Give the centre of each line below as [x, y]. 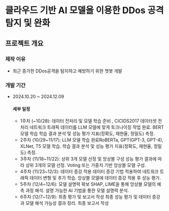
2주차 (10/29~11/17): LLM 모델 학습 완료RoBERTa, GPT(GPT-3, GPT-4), [92, 140]
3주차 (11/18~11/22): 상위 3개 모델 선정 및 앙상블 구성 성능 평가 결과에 [88, 159]
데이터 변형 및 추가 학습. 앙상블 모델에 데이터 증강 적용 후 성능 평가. [95, 178]
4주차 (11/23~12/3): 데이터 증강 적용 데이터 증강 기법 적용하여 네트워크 [89, 172]
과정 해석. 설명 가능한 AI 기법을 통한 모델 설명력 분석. [77, 191]
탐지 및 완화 [28, 23]
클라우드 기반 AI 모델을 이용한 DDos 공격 [84, 10]
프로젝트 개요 [24, 43]
